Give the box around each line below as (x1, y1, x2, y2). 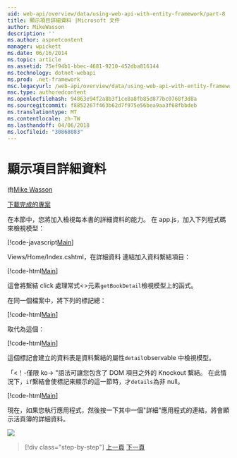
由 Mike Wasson (7, 185, 53, 194)
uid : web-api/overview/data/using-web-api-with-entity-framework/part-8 (7, 10, 226, 18)
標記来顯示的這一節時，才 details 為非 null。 (56, 378, 184, 386)
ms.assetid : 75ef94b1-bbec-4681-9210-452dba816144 (7, 63, 159, 70)
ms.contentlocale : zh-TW (7, 115, 80, 122)
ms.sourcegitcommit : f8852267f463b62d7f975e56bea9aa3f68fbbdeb (7, 102, 197, 109)
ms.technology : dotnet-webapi (7, 69, 97, 76)
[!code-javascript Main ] (7, 238, 74, 247)
